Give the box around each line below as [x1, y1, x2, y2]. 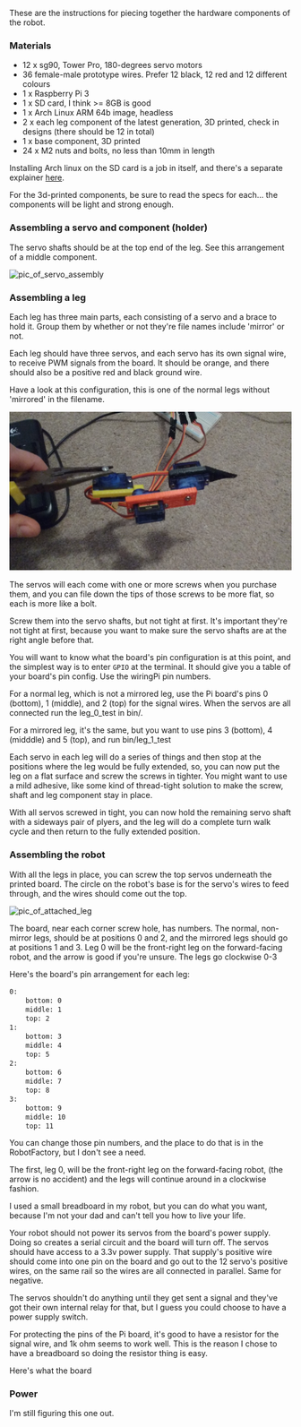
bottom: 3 [25, 1032, 63, 1041]
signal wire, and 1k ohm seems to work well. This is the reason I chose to [9, 1338, 278, 1349]
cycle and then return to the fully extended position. [9, 826, 201, 837]
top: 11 [25, 1122, 54, 1130]
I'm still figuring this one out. [9, 1407, 115, 1418]
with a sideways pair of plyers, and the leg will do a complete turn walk [9, 817, 271, 828]
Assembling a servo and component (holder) [9, 221, 209, 234]
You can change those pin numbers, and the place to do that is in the [9, 1137, 264, 1148]
